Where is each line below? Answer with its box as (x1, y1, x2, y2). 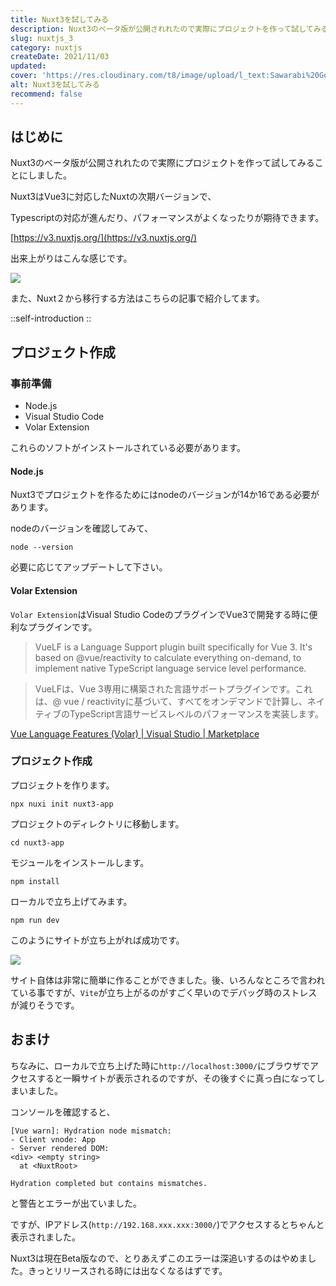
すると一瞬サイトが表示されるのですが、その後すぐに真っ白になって (36, 1072, 317, 1084)
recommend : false (10, 89, 83, 99)
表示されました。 (10, 1231, 81, 1243)
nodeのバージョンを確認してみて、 (10, 522, 153, 535)
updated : (10, 61, 47, 71)
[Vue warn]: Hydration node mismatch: (10, 1126, 172, 1136)
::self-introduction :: (10, 312, 92, 325)
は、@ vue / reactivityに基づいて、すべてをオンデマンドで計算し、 (34, 695, 308, 707)
